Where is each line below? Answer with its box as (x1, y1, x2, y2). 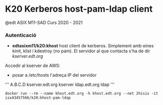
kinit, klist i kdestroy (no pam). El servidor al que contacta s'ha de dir (12, 48, 150, 54)
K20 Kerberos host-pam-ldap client (5, 3, 153, 15)
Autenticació (5, 32, 37, 39)
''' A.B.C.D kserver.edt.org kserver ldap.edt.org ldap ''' (5, 82, 115, 87)
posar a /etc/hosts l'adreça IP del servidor (12, 72, 97, 78)
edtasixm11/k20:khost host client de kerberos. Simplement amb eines (12, 43, 154, 49)
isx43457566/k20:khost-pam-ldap (5, 95, 71, 101)
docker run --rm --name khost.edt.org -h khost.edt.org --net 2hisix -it (5, 91, 159, 96)
